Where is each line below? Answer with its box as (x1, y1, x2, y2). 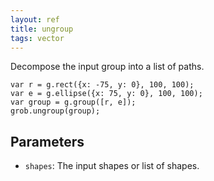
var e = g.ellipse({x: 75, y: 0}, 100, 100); (10, 89, 203, 99)
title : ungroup (10, 24, 74, 34)
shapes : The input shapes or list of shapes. (24, 160, 200, 172)
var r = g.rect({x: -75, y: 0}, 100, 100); (10, 80, 195, 90)
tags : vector (10, 33, 65, 43)
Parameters (10, 133, 85, 150)
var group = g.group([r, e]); (10, 97, 137, 108)
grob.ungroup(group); (10, 106, 101, 116)
